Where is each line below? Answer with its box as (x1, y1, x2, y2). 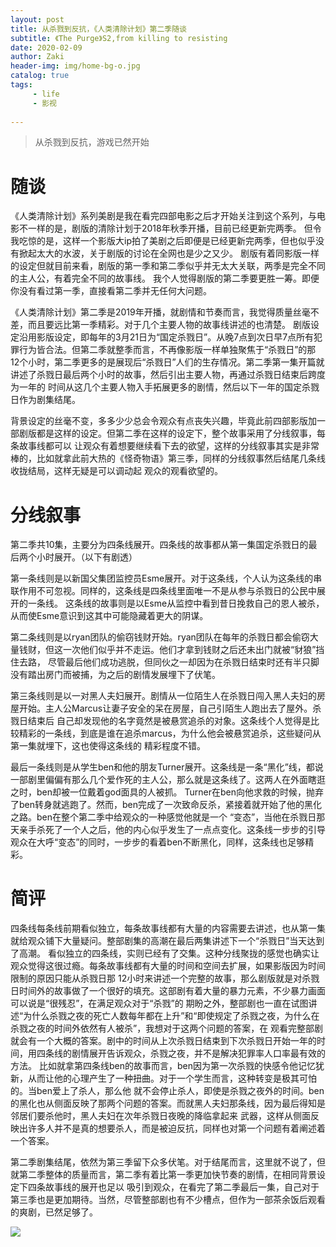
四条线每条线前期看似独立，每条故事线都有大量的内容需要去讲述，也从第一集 (10, 922, 326, 935)
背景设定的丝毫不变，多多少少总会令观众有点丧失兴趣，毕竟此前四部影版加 (10, 415, 317, 427)
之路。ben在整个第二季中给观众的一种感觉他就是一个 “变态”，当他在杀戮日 (10, 811, 317, 823)
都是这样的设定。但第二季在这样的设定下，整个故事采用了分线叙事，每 (36, 427, 326, 440)
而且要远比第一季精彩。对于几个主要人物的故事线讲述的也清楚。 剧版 (27, 319, 311, 331)
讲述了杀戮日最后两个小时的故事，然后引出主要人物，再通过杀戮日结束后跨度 (10, 369, 326, 381)
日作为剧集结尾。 (10, 394, 81, 406)
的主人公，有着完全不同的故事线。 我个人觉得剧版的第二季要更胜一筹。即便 (10, 272, 320, 285)
